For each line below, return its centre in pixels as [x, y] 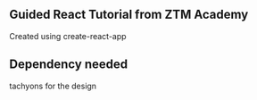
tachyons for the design [53, 86]
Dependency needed [68, 65]
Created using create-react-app [68, 36]
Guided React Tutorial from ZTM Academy [129, 15]
